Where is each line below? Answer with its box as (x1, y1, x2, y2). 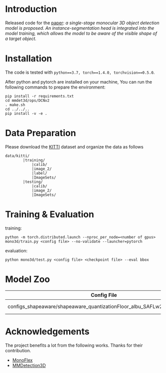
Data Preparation (5, 128, 77, 139)
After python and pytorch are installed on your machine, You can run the (5, 79, 152, 85)
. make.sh (5, 102, 26, 107)
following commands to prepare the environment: (5, 84, 106, 90)
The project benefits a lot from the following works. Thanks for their (5, 342, 143, 348)
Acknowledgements (5, 326, 90, 337)
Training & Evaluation (5, 209, 94, 220)
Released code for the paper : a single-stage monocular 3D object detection (5, 20, 160, 26)
